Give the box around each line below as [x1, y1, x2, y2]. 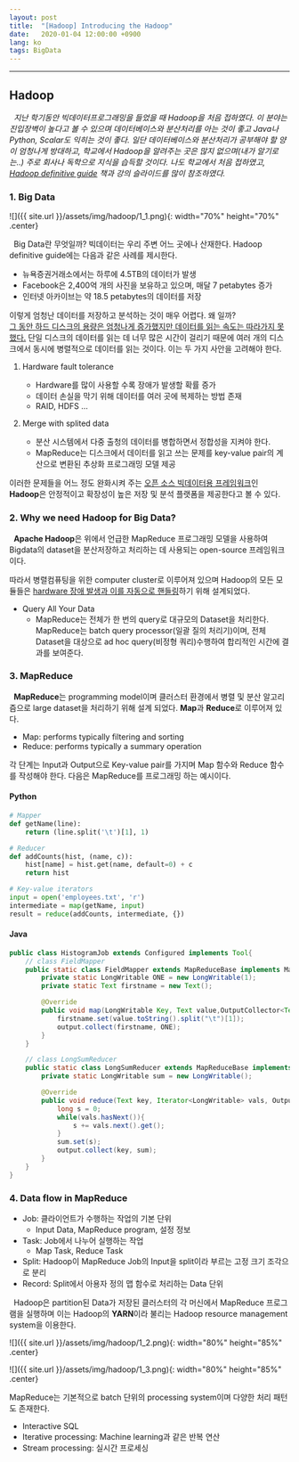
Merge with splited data [21, 418, 109, 429]
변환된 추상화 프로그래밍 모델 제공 [59, 459, 176, 470]
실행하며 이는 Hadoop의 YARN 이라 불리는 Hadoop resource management [25, 1309, 288, 1319]
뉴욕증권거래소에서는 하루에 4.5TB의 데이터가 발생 [21, 269, 198, 280]
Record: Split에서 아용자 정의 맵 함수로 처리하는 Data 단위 [21, 1278, 224, 1289]
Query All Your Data [21, 603, 95, 614]
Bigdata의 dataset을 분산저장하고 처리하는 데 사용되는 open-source [9, 544, 247, 555]
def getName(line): [9, 819, 82, 829]
